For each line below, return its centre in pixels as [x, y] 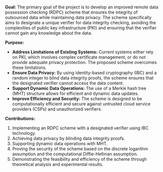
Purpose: [15, 43]
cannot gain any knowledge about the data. [49, 33]
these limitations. [29, 67]
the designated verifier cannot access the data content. [68, 83]
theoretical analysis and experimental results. [58, 164]
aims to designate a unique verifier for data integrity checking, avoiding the [81, 22]
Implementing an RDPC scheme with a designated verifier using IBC [80, 128]
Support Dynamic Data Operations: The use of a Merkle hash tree [79, 88]
